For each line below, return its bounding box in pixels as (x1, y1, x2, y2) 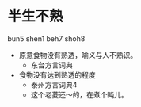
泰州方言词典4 (30, 80, 78, 90)
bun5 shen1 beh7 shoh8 (7, 33, 86, 44)
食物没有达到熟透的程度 (18, 70, 96, 79)
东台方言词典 (30, 60, 73, 70)
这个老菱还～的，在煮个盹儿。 (30, 90, 128, 99)
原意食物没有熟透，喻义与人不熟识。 (18, 50, 138, 59)
